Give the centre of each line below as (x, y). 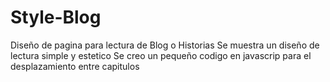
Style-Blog (56, 17)
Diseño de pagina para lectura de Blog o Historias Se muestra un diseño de (165, 45)
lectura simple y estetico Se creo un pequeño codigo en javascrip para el (161, 55)
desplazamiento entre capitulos (75, 66)
